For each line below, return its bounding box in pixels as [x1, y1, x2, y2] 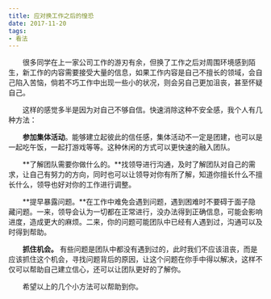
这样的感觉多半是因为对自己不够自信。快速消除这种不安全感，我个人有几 [22, 105, 263, 115]
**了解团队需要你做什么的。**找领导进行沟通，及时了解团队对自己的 [22, 159, 249, 170]
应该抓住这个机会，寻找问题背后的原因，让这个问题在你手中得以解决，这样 [8, 255, 256, 264]
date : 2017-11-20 [8, 19, 67, 27]
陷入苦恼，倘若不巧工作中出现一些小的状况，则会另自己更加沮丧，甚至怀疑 [15, 78, 263, 87]
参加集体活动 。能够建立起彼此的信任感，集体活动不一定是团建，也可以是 [23, 133, 263, 142]
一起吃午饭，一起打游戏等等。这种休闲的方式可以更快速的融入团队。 [8, 142, 235, 152]
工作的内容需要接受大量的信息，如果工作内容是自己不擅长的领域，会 [29, 68, 256, 78]
